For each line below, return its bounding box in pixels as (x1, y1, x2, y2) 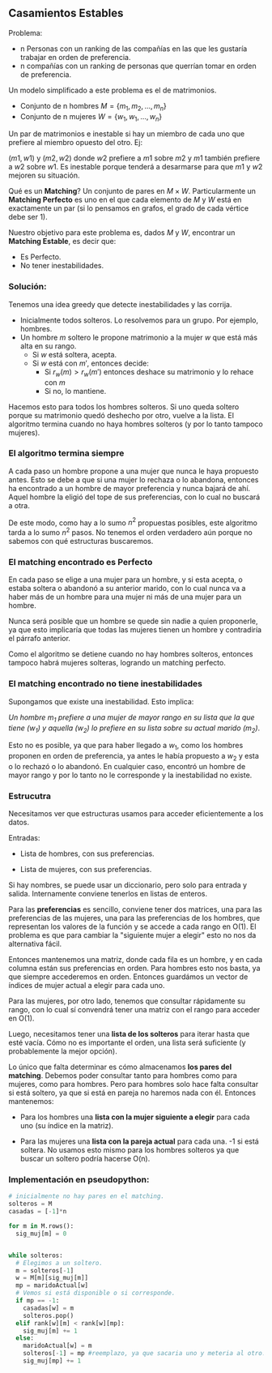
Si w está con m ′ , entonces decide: (32, 358, 150, 368)
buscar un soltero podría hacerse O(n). (19, 1154, 151, 1164)
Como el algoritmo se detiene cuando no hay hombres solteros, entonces (8, 649, 253, 659)
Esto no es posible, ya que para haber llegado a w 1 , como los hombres (8, 741, 244, 752)
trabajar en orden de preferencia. (19, 52, 131, 62)
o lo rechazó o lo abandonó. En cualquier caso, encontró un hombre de (8, 761, 246, 771)
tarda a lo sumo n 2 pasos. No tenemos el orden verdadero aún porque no (8, 526, 253, 537)
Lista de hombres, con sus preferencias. (19, 849, 155, 858)
